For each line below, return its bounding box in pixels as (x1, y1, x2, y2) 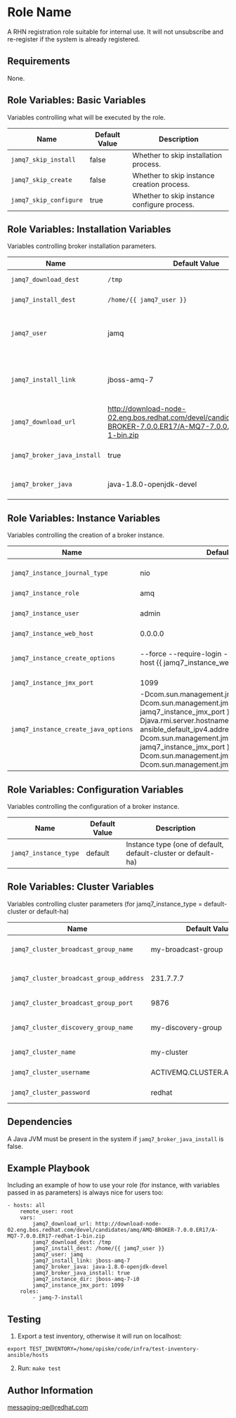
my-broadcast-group (150, 944, 223, 954)
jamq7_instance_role (11, 590, 79, 597)
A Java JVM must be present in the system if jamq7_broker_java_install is (7, 1134, 224, 1143)
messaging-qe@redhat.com (7, 1403, 88, 1412)
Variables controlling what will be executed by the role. (7, 113, 166, 122)
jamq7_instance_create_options (11, 654, 116, 663)
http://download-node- (95, 1221, 162, 1228)
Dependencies (7, 1116, 72, 1128)
